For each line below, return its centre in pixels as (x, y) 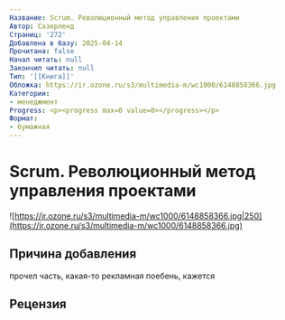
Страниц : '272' (38, 34)
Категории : (30, 93)
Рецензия (38, 304)
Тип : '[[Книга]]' (42, 77)
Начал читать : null (46, 60)
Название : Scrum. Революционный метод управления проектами (125, 18)
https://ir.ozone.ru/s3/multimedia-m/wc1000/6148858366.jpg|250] (138, 216)
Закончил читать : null (52, 69)
